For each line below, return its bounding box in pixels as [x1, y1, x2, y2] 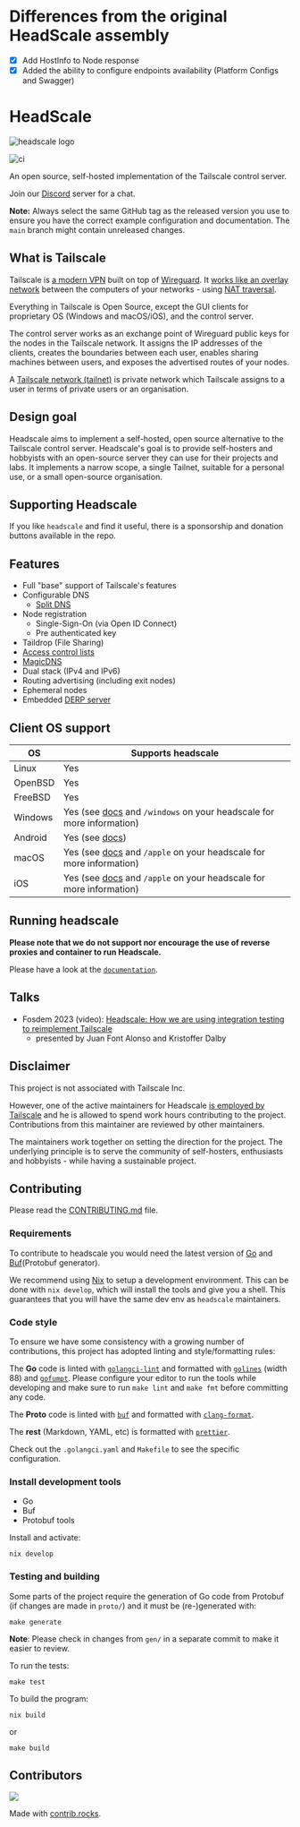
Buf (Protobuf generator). [9, 1257, 101, 1268]
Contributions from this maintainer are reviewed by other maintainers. [9, 1119, 265, 1129]
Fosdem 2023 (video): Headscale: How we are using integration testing [21, 1014, 285, 1025]
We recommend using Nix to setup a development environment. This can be [9, 1274, 289, 1285]
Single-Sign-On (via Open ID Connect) [35, 618, 178, 629]
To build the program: [9, 1693, 89, 1703]
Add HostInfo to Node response [21, 55, 140, 65]
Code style [9, 1316, 58, 1328]
